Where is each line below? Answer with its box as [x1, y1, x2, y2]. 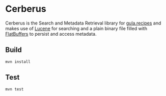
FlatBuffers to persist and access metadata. [5, 31, 97, 37]
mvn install [5, 59, 31, 64]
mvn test [5, 86, 24, 92]
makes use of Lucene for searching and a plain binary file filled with [5, 25, 148, 31]
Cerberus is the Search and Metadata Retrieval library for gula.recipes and [5, 20, 161, 26]
